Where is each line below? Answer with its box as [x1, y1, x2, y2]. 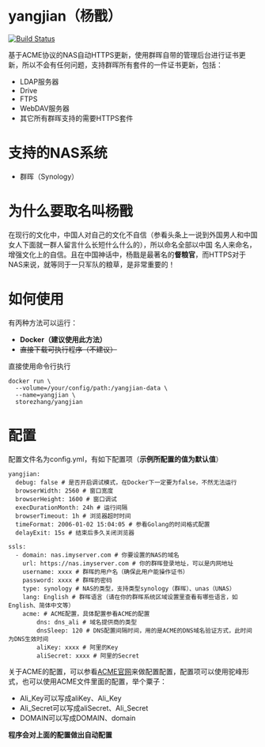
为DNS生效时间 [8, 635, 49, 643]
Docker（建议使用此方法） [19, 334, 107, 344]
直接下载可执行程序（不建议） [19, 345, 117, 354]
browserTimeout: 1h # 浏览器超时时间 [15, 511, 131, 520]
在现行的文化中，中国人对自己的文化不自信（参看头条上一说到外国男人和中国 [8, 230, 258, 240]
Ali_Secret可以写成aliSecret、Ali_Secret [19, 703, 149, 712]
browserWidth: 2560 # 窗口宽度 [15, 487, 114, 495]
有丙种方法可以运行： [8, 318, 78, 327]
